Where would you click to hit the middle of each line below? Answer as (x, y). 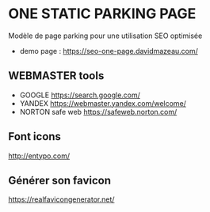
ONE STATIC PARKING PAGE (102, 14)
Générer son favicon (59, 180)
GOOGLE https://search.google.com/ (80, 95)
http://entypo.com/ (39, 156)
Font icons (35, 136)
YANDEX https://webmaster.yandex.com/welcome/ (103, 103)
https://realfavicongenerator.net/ (61, 199)
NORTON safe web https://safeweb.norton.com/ (98, 112)
